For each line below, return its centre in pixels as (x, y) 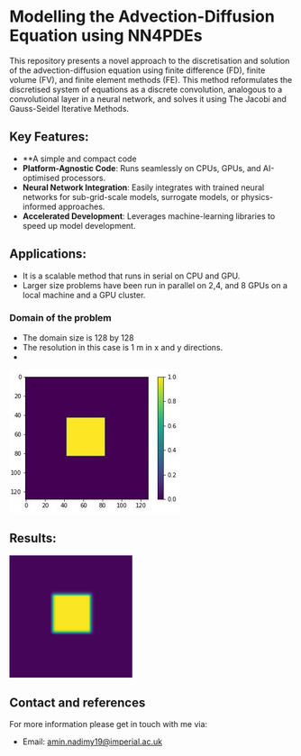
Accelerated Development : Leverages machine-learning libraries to (149, 216)
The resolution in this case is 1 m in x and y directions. (123, 347)
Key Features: (49, 137)
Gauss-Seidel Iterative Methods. (69, 108)
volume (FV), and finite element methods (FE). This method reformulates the (151, 79)
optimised (41, 178)
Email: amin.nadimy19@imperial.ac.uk (92, 742)
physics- (257, 196)
